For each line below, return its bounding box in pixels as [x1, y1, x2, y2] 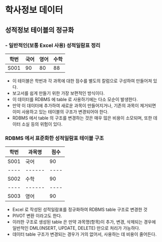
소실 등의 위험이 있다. [21, 121, 63, 127]
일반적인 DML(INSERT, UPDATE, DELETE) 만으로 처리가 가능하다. [12, 225, 141, 231]
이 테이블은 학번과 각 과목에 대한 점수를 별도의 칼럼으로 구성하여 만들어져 [12, 78, 152, 84]
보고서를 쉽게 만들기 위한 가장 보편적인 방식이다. [12, 90, 105, 96]
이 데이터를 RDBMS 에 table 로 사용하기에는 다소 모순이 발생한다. [12, 96, 138, 102]
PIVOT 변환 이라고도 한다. [12, 213, 62, 219]
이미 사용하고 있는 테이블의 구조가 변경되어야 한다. [12, 108, 109, 114]
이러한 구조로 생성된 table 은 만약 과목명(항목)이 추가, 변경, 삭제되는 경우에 [12, 219, 156, 225]
